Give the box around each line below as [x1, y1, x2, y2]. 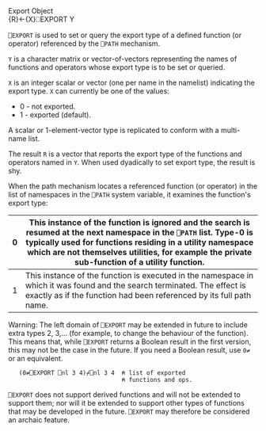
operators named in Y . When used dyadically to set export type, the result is [8, 158, 256, 167]
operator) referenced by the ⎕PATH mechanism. [8, 39, 161, 48]
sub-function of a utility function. [74, 257, 205, 267]
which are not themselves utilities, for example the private [27, 247, 253, 257]
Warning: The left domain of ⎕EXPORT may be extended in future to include [8, 320, 248, 330]
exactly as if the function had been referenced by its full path [25, 290, 252, 300]
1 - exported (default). [19, 110, 91, 120]
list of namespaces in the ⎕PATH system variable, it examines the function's [8, 190, 251, 199]
